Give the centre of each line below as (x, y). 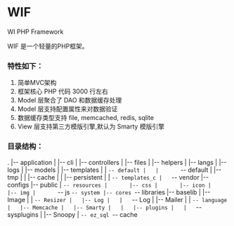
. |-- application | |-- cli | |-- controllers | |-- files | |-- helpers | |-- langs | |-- (117, 162)
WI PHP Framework (35, 32)
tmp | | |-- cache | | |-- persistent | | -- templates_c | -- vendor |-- (108, 177)
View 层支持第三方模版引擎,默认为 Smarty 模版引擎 (91, 126)
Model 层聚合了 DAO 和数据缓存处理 (70, 100)
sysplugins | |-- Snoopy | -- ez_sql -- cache (73, 214)
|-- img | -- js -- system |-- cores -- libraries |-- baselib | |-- (109, 192)
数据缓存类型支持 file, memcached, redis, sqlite (86, 118)
